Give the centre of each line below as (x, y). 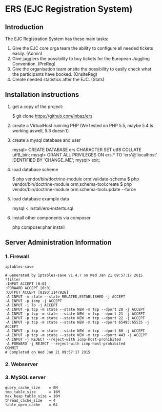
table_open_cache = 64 (31, 405)
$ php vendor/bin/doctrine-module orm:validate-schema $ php (75, 179)
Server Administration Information (58, 243)
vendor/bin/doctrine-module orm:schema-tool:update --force (74, 189)
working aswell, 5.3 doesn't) (40, 130)
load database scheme (35, 169)
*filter (13, 280)
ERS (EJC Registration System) (69, 9)
